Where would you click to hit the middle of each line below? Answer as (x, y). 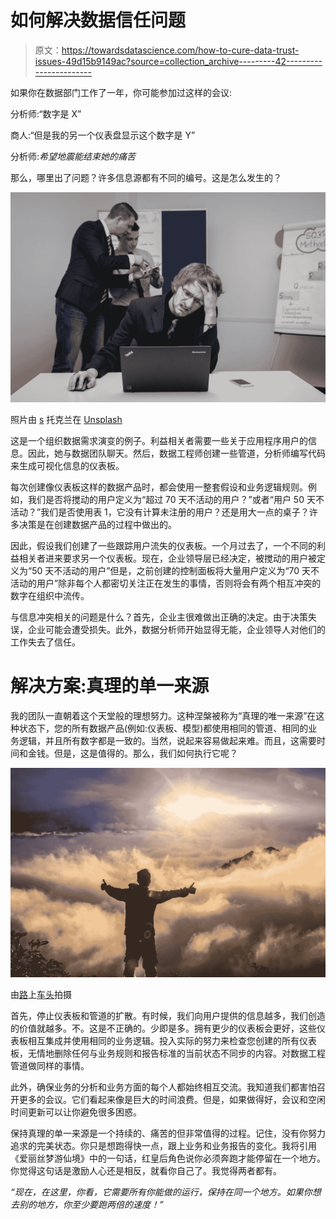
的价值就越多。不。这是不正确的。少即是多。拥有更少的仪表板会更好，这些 (163, 1028)
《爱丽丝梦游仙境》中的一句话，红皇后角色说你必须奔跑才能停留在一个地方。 (168, 1158)
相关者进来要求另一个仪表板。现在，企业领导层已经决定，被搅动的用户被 (167, 558)
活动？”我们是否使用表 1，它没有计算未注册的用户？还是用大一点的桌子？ (160, 512)
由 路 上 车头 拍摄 (41, 995)
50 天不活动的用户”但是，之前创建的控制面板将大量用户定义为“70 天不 (175, 570)
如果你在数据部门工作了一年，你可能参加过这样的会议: (121, 92)
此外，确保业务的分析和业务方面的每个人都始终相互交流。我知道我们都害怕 (163, 1087)
